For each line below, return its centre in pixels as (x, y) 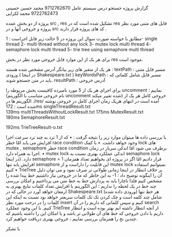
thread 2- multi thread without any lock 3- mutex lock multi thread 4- (79, 44)
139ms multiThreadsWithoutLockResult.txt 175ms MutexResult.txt (75, 112)
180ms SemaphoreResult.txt (36, 117)
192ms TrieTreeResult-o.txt (34, 127)
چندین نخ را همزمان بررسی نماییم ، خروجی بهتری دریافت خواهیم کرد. (72, 219)
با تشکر (13, 229)
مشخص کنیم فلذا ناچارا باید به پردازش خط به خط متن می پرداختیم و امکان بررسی (84, 181)
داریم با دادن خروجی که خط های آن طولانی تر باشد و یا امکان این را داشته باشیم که (84, 213)
